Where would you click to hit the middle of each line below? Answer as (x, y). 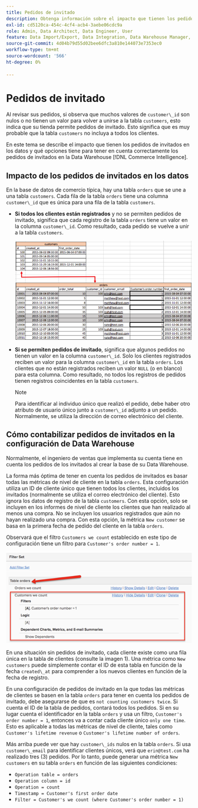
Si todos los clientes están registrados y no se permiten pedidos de (98, 214)
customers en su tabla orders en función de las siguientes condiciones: (92, 763)
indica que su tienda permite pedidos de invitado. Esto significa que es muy (98, 127)
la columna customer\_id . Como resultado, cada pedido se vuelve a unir (102, 226)
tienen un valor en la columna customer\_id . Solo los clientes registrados (103, 356)
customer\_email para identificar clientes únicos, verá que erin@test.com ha (98, 750)
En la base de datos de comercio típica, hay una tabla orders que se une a (96, 190)
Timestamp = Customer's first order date (66, 794)
